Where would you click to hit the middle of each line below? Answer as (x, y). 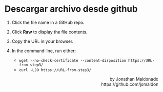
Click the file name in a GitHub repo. (48, 22)
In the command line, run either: (44, 51)
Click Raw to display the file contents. (50, 32)
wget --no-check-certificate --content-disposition (72, 60)
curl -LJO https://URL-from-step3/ (55, 70)
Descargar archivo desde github (71, 9)
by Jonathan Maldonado (134, 79)
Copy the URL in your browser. (42, 41)
